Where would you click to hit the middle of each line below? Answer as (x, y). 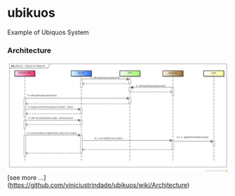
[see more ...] (27, 178)
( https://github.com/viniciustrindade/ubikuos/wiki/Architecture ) (99, 185)
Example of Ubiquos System (48, 32)
